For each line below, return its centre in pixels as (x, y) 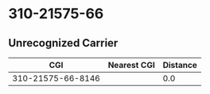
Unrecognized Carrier (63, 43)
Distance (180, 65)
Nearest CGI (131, 65)
